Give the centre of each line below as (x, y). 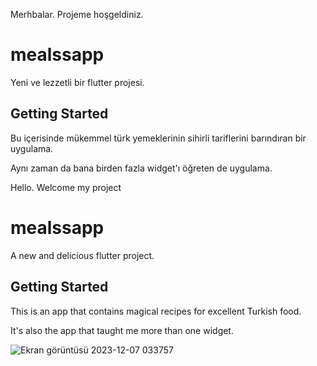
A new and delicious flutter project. (82, 255)
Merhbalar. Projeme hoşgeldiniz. (77, 14)
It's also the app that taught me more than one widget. (122, 330)
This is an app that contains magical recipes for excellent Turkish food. (156, 311)
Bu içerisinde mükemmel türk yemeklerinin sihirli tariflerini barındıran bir (158, 138)
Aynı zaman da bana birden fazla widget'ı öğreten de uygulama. (141, 168)
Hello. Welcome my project (66, 187)
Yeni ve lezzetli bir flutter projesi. (77, 82)
